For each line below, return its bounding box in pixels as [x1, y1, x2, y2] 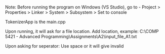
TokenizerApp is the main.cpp [5, 19, 66, 25]
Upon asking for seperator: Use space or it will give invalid [5, 43, 124, 49]
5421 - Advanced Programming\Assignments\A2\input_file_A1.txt [5, 34, 137, 39]
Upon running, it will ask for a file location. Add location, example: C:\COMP [5, 28, 159, 34]
